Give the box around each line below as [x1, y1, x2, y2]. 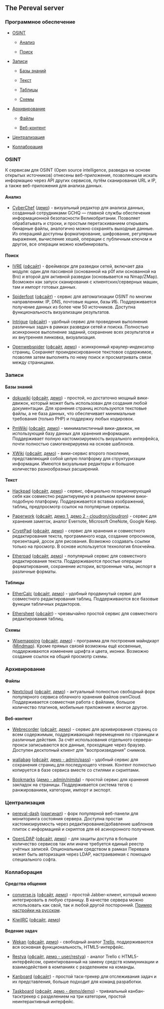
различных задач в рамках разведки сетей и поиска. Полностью [12, 324, 149, 330]
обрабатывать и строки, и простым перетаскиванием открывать [12, 221, 148, 226]
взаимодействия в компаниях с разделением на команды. [12, 964, 136, 970]
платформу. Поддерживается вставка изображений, [35, 498, 145, 504]
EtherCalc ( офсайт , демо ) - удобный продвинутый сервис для [12, 591, 141, 596]
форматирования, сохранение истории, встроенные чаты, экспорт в [12, 563, 156, 569]
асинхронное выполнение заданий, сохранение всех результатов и [12, 329, 154, 335]
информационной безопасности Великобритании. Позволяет [12, 215, 141, 221]
